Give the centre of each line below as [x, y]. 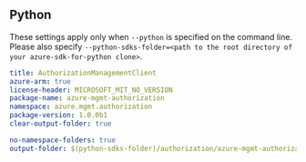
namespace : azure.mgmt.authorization [81, 107]
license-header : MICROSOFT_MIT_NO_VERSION [91, 90]
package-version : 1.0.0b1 [58, 116]
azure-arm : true [40, 81]
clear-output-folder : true [61, 124]
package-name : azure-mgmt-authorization [87, 98]
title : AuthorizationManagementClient [83, 73]
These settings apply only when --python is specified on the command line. [151, 36]
